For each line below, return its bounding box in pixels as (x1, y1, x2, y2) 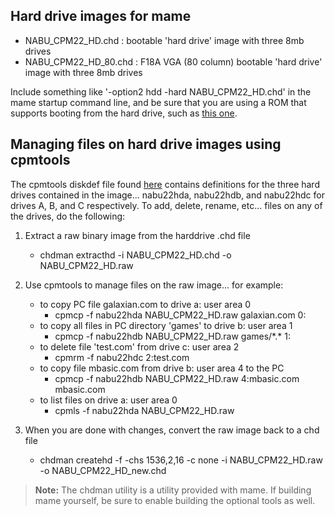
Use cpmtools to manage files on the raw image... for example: (24, 279, 284, 291)
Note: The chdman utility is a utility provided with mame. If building (34, 484, 312, 496)
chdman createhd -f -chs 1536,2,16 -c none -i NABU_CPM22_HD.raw (39, 454, 323, 466)
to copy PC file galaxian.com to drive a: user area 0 (39, 298, 252, 310)
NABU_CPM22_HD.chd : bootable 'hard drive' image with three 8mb (24, 34, 305, 46)
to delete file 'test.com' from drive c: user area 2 (39, 340, 240, 353)
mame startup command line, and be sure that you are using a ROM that (10, 96, 307, 108)
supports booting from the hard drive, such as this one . (10, 107, 238, 119)
